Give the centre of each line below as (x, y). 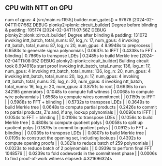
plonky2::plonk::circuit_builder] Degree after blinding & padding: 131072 (76, 35)
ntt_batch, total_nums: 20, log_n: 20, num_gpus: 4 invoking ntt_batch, (74, 81)
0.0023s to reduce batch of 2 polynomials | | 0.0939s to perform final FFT (79, 148)
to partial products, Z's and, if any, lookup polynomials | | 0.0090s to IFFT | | (81, 112)
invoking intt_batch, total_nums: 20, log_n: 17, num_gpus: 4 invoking (72, 76)
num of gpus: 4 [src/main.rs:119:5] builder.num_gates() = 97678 (68, 19)
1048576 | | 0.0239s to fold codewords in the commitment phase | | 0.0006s (81, 153)
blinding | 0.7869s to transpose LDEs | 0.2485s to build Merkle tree (72, 56)
